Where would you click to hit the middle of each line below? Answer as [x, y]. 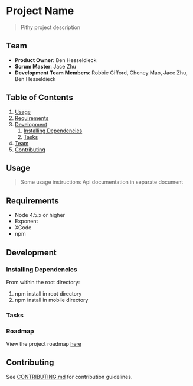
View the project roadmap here [44, 344]
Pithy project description [50, 27]
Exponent [26, 221]
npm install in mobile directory [51, 300]
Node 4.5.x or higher [40, 215]
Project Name [40, 11]
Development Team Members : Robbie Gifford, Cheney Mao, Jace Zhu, [101, 73]
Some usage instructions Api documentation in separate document [102, 182]
